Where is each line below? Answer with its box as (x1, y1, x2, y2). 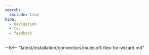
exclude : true (9, 12, 39, 17)
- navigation (9, 21, 37, 27)
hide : (5, 17, 16, 22)
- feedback (9, 31, 32, 36)
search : (5, 7, 21, 13)
